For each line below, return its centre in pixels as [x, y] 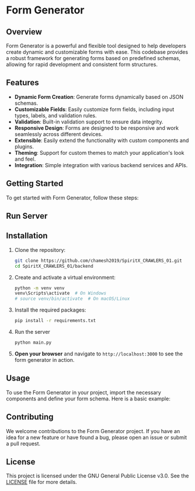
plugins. [24, 146]
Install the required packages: [50, 310]
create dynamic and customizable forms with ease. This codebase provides [97, 52]
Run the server [32, 332]
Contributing [30, 417]
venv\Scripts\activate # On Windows [60, 293]
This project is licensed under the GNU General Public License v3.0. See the [97, 476]
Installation [27, 236]
